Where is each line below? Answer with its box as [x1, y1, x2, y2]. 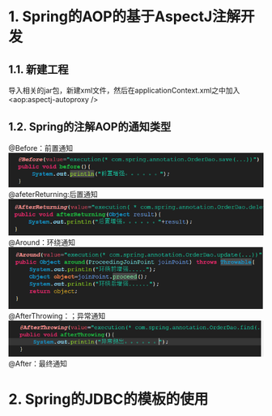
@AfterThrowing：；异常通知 [8, 311, 106, 321]
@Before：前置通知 [8, 143, 74, 152]
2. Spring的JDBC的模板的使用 [8, 390, 209, 408]
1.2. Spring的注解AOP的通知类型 [8, 120, 172, 134]
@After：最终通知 [8, 358, 67, 368]
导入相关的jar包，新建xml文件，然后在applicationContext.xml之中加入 [8, 86, 240, 95]
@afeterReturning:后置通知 [8, 190, 99, 199]
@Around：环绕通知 [8, 237, 75, 247]
